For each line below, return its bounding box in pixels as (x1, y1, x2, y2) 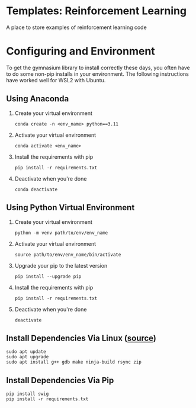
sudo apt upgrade (6, 354, 49, 360)
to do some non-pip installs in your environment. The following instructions (6, 70, 189, 78)
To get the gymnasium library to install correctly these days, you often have (6, 64, 191, 71)
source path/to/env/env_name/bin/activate (14, 252, 121, 258)
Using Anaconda (6, 94, 69, 104)
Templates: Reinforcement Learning (6, 4, 187, 18)
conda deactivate (14, 187, 58, 192)
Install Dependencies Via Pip (6, 375, 114, 385)
